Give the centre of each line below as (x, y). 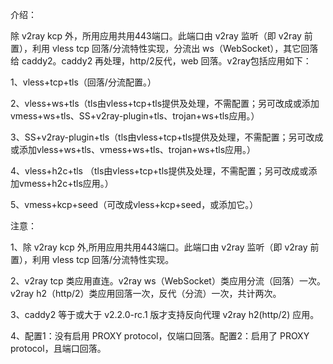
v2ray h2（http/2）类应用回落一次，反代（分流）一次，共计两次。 (146, 293)
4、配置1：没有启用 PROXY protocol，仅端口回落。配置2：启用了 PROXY (160, 336)
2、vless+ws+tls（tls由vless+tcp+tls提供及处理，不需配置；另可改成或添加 (165, 103)
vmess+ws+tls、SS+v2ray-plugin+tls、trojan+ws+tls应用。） (135, 116)
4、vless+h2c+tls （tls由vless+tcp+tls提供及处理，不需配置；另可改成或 (159, 171)
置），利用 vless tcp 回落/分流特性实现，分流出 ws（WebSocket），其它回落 (164, 48)
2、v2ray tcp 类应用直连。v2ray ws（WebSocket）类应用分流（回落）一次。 (168, 281)
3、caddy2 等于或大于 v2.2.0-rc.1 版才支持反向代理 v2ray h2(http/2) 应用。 (165, 314)
